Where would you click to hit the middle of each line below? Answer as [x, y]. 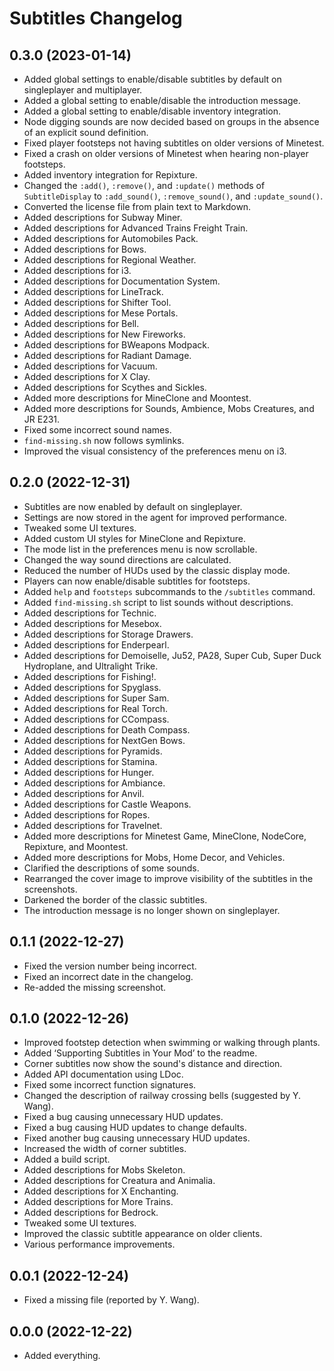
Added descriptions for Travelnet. [93, 825]
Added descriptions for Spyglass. [92, 687]
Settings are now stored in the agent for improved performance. [155, 517]
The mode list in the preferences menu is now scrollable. [140, 549]
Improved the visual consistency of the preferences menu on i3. [155, 451]
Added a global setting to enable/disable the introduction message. [162, 100]
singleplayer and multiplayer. [83, 90]
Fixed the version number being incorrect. [110, 966]
